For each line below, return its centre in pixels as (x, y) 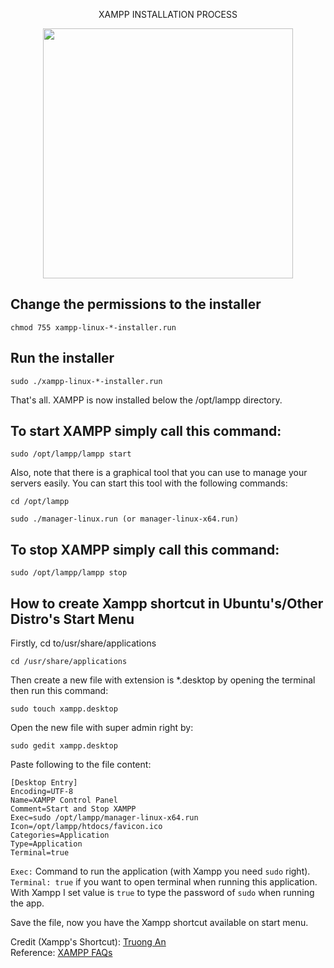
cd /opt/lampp (40, 502)
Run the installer (62, 358)
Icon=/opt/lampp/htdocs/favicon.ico (86, 827)
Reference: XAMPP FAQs (61, 953)
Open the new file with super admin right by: (102, 728)
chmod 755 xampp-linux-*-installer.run (93, 327)
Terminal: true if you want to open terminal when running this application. (164, 882)
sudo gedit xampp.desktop (64, 746)
